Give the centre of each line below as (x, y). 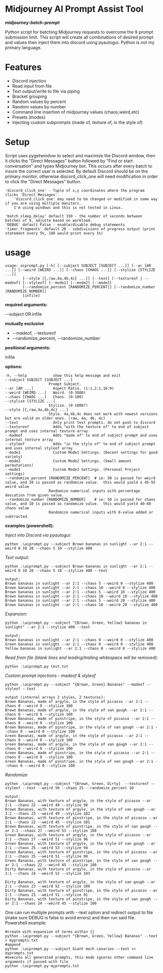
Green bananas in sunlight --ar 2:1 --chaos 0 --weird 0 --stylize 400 (79, 644)
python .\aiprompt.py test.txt (37, 666)
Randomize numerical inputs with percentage (94, 491)
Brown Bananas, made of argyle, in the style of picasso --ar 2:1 (74, 701)
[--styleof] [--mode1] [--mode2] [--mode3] (67, 283)
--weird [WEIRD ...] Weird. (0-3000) (45, 392)
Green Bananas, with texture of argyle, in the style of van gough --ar (80, 844)
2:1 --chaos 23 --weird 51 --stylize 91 (47, 895)
